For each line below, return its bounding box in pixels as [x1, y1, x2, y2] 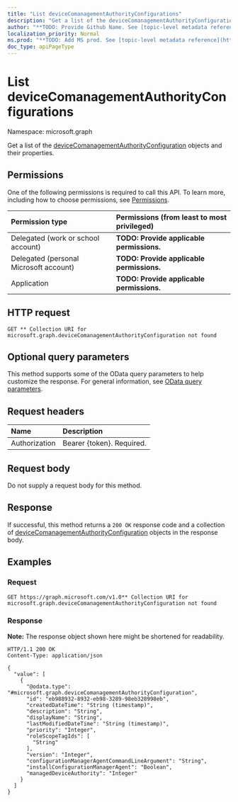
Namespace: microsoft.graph [7, 127, 93, 135]
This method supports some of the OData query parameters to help [7, 370, 204, 378]
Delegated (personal [11, 253, 79, 263]
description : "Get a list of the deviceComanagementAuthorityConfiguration [7, 17, 236, 24]
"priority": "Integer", [25, 726, 97, 733]
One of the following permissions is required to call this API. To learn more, [7, 188, 226, 196]
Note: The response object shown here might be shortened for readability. [7, 632, 225, 640]
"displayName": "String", [25, 713, 103, 721]
